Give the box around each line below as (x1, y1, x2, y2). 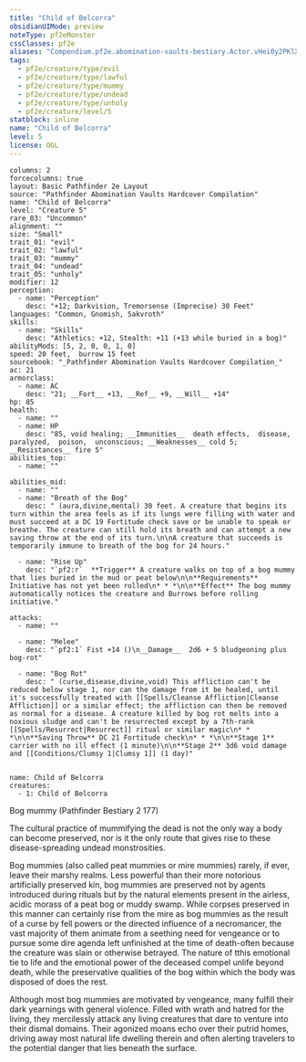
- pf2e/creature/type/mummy (17, 81, 125, 90)
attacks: (9, 613, 43, 622)
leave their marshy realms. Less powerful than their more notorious (9, 869, 261, 880)
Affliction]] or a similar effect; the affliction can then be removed (9, 700, 287, 710)
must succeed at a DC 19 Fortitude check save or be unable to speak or (9, 517, 291, 526)
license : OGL (9, 141, 59, 150)
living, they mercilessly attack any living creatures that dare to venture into (9, 1013, 289, 1024)
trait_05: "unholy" (9, 269, 84, 279)
